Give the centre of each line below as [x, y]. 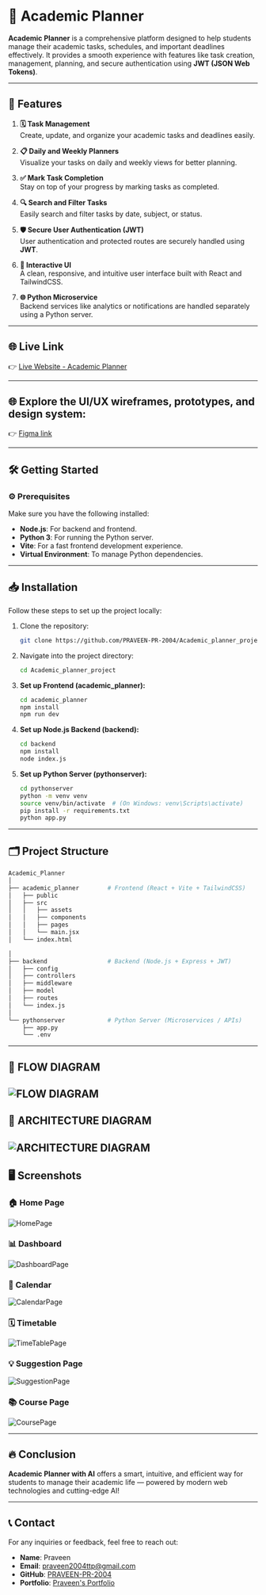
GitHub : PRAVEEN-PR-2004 [66, 1574]
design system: [47, 414]
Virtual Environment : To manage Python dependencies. [111, 555]
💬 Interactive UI [46, 265]
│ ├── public [33, 895]
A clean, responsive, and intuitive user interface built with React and [131, 273]
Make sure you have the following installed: [79, 513]
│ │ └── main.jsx [44, 933]
